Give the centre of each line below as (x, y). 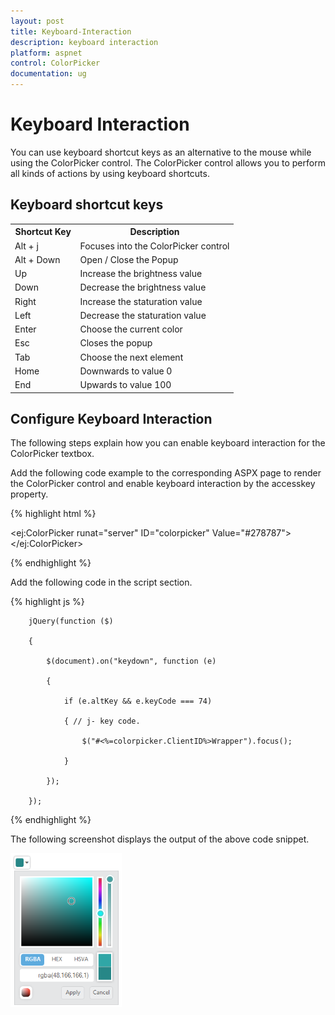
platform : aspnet (46, 53)
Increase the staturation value (141, 301)
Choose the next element (131, 357)
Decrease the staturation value (143, 315)
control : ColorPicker (55, 63)
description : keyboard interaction (84, 42)
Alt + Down (37, 259)
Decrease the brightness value (143, 287)
